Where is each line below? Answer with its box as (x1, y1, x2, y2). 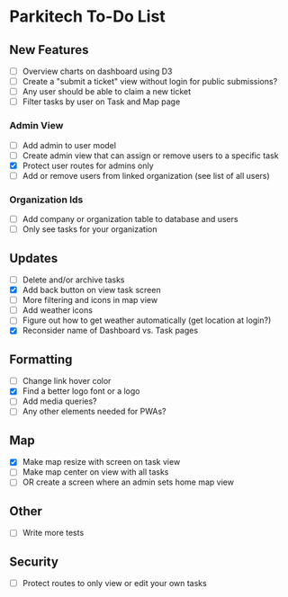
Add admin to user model (22, 139, 117, 150)
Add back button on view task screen (22, 285, 161, 296)
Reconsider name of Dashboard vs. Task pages (22, 325, 199, 336)
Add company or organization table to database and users (22, 214, 238, 225)
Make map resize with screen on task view (22, 457, 181, 468)
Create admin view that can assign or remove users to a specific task (22, 150, 279, 161)
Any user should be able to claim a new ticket (22, 86, 192, 97)
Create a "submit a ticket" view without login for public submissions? (22, 76, 278, 87)
